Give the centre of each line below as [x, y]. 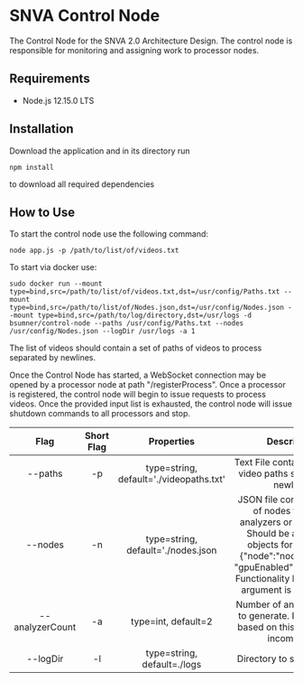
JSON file [258, 500]
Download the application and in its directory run [100, 151]
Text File [252, 462]
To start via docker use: [53, 267]
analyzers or [266, 522]
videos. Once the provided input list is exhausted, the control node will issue [151, 404]
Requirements [50, 79]
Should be [268, 534]
